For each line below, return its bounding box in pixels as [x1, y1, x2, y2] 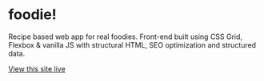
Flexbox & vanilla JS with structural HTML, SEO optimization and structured [8, 40, 257, 49]
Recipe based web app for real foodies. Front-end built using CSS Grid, [8, 32, 242, 41]
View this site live [8, 64, 66, 73]
